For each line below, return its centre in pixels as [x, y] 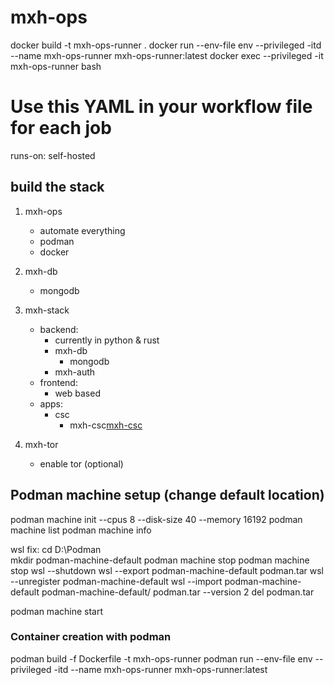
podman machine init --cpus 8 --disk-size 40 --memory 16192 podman [156, 519]
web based [77, 393]
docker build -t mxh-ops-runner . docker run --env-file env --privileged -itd [166, 45]
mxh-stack [47, 310]
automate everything [82, 230]
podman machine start [57, 611]
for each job [61, 128]
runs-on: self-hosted [53, 155]
